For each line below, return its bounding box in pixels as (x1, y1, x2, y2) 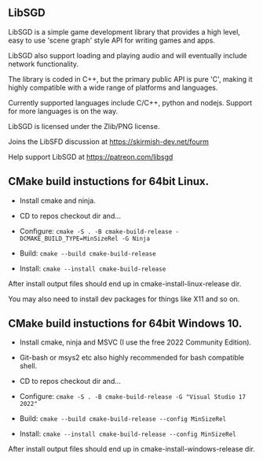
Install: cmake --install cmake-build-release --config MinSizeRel (19, 429, 237, 439)
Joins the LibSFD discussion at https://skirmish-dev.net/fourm (8, 137, 210, 146)
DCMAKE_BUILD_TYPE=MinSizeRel (19, 234, 119, 242)
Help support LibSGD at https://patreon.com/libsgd (8, 152, 174, 161)
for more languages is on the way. (8, 106, 119, 116)
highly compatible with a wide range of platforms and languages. (8, 83, 218, 92)
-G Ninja (121, 234, 151, 242)
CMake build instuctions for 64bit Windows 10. (8, 317, 243, 330)
